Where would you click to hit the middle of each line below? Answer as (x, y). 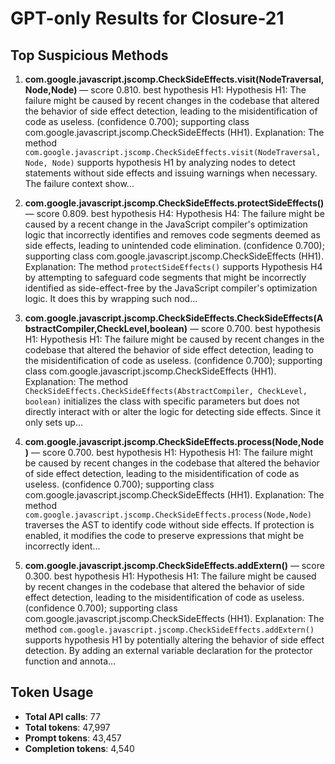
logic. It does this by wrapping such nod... (111, 298)
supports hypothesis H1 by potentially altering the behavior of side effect (174, 640)
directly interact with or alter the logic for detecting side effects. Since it (173, 411)
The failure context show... (79, 183)
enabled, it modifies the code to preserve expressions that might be (164, 535)
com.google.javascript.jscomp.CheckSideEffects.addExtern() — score (174, 565)
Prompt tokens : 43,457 (73, 738)
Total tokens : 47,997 (67, 727)
